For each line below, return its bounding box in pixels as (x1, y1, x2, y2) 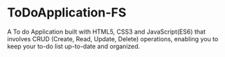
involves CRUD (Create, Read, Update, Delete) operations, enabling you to (7, 34, 219, 43)
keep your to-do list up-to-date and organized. (7, 42, 141, 50)
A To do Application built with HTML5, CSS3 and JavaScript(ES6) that (7, 27, 206, 36)
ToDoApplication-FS (7, 5, 127, 21)
